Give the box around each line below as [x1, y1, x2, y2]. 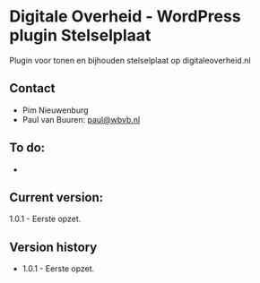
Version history [9, 239, 98, 254]
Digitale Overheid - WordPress [9, 6, 241, 27]
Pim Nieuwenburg [22, 105, 89, 116]
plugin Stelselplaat [9, 25, 152, 46]
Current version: [9, 190, 104, 205]
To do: [9, 141, 46, 156]
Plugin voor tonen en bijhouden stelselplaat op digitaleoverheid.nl [9, 55, 251, 65]
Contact [9, 81, 56, 96]
